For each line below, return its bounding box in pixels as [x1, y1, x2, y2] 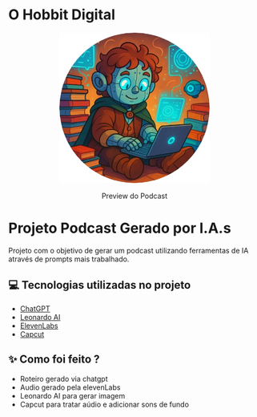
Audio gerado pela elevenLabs [19, 383, 121, 392]
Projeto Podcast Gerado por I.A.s [8, 219, 231, 237]
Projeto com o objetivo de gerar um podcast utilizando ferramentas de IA [8, 245, 249, 255]
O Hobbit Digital [8, 6, 116, 24]
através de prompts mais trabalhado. [8, 254, 130, 264]
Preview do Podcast [101, 191, 168, 200]
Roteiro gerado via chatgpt [19, 374, 108, 383]
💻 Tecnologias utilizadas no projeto [8, 278, 191, 292]
